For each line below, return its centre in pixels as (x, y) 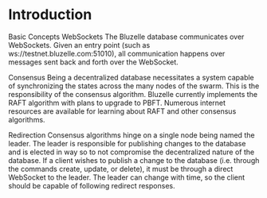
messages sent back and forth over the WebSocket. (94, 62)
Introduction (50, 15)
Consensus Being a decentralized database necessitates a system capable (132, 77)
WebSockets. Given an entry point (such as (79, 45)
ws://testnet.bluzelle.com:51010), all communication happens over (117, 53)
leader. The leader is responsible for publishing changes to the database (127, 143)
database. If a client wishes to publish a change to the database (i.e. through (134, 160)
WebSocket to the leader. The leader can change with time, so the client (127, 177)
